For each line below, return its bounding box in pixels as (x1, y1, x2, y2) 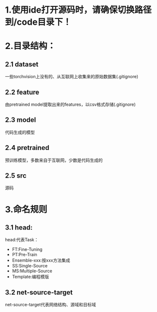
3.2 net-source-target (5, 288, 73, 296)
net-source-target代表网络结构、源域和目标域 (5, 302, 96, 308)
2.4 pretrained (5, 144, 49, 152)
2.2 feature (5, 88, 40, 96)
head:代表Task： (5, 237, 39, 243)
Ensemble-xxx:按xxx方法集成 (12, 258, 70, 263)
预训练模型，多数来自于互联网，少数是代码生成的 (5, 157, 103, 163)
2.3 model (5, 116, 36, 124)
